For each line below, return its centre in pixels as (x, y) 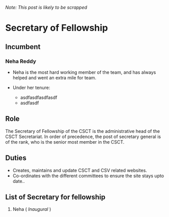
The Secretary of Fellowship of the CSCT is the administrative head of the (83, 131)
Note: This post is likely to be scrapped (46, 7)
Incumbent (23, 47)
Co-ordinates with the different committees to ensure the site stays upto (88, 176)
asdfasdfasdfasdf (39, 97)
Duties (16, 158)
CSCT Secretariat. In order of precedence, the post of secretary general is (83, 137)
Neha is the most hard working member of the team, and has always (84, 72)
